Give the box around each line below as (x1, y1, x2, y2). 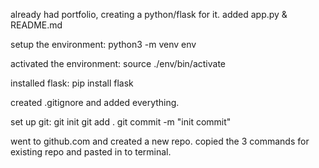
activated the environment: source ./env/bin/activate (10, 58, 227, 69)
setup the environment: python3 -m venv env (10, 39, 197, 50)
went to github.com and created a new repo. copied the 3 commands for (10, 135, 310, 147)
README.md (10, 19, 63, 31)
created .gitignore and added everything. (10, 97, 180, 108)
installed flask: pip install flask (10, 77, 134, 89)
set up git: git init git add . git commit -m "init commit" (10, 116, 232, 128)
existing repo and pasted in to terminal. (10, 146, 172, 158)
